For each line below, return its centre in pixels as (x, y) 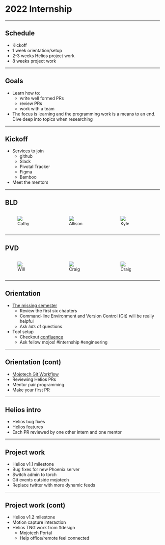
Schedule (20, 33)
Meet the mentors (30, 182)
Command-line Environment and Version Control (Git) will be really (87, 316)
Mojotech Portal (36, 533)
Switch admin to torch (34, 475)
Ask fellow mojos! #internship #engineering (64, 342)
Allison (76, 224)
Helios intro (23, 410)
